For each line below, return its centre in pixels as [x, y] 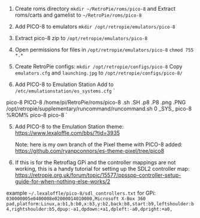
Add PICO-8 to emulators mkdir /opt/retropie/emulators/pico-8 [95, 27]
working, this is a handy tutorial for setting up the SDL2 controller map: [102, 169]
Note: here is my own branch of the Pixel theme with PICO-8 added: [99, 145]
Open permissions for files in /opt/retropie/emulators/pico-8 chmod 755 [104, 50]
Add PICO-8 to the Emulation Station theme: [69, 127]
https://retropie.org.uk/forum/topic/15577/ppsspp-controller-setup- [98, 175]
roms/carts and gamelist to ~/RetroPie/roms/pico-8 [78, 15]
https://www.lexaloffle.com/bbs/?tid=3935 [67, 133]
